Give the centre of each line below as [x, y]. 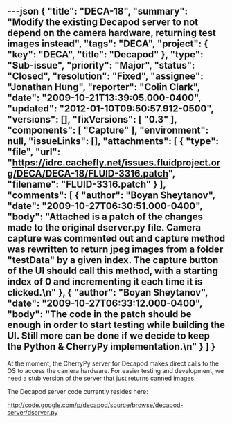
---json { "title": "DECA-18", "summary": [98, 11]
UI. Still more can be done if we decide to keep [108, 336]
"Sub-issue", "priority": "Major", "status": [101, 65]
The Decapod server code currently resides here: [78, 391]
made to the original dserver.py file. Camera [104, 228]
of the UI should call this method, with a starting [113, 271]
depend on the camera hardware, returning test [111, 33]
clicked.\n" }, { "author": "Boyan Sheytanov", [108, 292]
